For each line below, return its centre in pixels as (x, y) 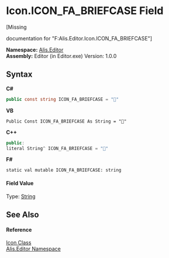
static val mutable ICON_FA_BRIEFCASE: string (64, 170)
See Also (23, 214)
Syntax (19, 74)
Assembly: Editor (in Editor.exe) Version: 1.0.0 (61, 56)
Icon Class (19, 243)
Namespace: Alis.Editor (35, 50)
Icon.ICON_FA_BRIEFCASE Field (85, 11)
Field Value (20, 183)
